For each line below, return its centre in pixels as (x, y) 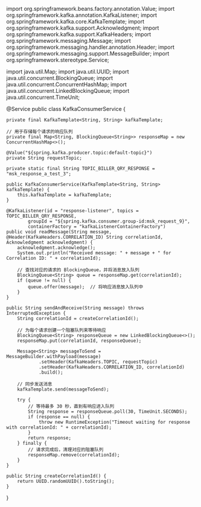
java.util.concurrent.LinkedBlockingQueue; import (68, 91)
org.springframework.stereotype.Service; (58, 60)
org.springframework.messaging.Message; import (69, 41)
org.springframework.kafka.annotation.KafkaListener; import (82, 15)
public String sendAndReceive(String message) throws (75, 308)
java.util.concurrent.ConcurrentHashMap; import (66, 84)
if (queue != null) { (44, 280)
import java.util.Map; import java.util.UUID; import (68, 71)
